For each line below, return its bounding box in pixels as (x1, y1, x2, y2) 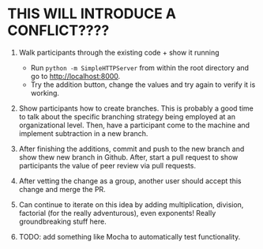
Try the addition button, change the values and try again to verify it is (30, 80, 256, 89)
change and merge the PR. (18, 184, 106, 194)
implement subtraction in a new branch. (18, 128, 148, 138)
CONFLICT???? (7, 21, 110, 40)
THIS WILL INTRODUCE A (7, 5, 177, 23)
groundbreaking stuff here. (18, 217, 107, 226)
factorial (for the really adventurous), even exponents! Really (18, 208, 216, 217)
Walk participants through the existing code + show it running (18, 47, 220, 57)
